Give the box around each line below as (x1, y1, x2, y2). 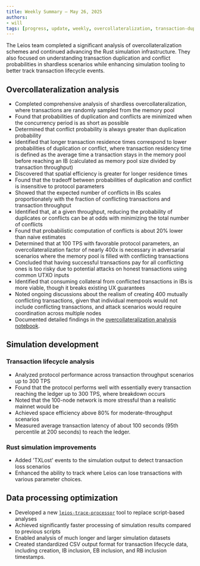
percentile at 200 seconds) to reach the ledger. (14, 428, 131, 435)
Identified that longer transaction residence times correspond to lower (14, 139, 187, 146)
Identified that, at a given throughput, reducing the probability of (14, 208, 173, 216)
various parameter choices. (14, 476, 82, 483)
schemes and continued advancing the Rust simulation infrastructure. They (6, 48, 190, 56)
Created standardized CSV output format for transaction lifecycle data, (14, 540, 189, 547)
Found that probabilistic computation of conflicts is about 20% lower (14, 227, 183, 235)
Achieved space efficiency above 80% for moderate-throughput (14, 409, 173, 416)
